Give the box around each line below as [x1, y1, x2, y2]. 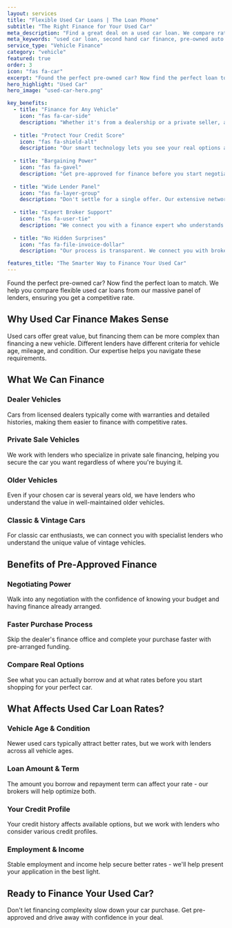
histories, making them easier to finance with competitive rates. [7, 417, 188, 426]
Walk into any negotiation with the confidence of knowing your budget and [7, 595, 220, 603]
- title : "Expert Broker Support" [13, 209, 113, 216]
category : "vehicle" [7, 49, 67, 56]
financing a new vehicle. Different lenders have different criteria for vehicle [7, 339, 220, 348]
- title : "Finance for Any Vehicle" [13, 106, 119, 113]
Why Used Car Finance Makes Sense [7, 314, 169, 325]
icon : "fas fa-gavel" [19, 164, 81, 171]
